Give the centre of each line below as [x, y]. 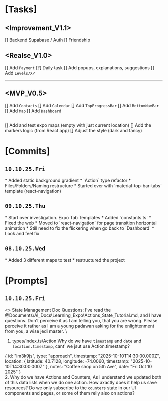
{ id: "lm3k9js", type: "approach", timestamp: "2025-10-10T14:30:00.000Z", [83, 356]
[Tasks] [21, 9]
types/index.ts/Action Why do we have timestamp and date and [77, 341]
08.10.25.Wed [25, 249]
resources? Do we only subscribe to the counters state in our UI [71, 388]
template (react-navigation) [33, 191]
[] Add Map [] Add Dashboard [33, 111]
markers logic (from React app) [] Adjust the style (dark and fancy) [74, 131]
